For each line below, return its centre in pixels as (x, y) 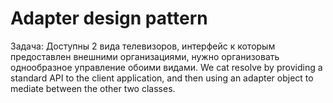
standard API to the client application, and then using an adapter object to (162, 78)
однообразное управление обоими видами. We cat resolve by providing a (166, 67)
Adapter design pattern (109, 18)
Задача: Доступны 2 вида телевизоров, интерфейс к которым (143, 46)
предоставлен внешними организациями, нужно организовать (145, 56)
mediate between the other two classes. (93, 88)
